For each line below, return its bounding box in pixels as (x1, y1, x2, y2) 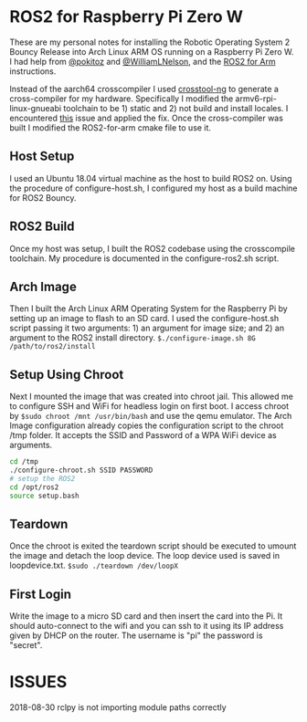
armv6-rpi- (235, 93, 277, 104)
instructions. (9, 66, 57, 77)
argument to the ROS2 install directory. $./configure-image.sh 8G (9, 332, 256, 343)
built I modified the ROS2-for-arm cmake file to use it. (9, 121, 212, 133)
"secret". (9, 640, 43, 651)
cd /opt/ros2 (9, 482, 59, 492)
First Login (9, 586, 71, 602)
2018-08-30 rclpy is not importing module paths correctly (9, 702, 227, 713)
